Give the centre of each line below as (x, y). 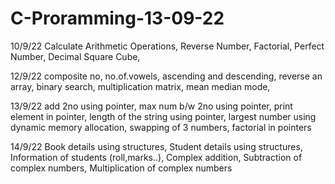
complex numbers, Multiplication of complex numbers (121, 168)
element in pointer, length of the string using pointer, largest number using (163, 116)
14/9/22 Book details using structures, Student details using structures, (156, 146)
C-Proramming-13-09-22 (117, 18)
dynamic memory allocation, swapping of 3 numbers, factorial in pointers (161, 127)
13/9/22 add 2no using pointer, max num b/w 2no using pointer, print (151, 106)
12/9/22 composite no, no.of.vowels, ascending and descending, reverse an (166, 76)
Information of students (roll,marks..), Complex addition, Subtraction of (156, 157)
